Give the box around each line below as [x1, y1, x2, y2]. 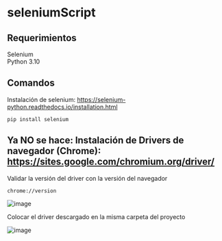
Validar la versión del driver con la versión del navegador [7, 174, 168, 182]
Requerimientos [7, 32, 77, 44]
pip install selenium [7, 116, 69, 123]
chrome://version [7, 187, 57, 194]
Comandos [7, 77, 55, 89]
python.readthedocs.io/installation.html [7, 103, 118, 111]
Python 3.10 [7, 58, 40, 66]
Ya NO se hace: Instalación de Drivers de [7, 135, 184, 147]
